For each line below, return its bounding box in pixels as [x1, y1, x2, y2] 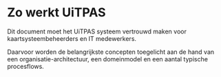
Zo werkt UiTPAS [7, 5, 106, 20]
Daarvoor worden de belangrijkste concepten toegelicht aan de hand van [7, 48, 215, 56]
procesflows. [7, 62, 45, 70]
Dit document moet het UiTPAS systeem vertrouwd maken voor [7, 27, 187, 35]
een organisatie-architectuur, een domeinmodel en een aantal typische [7, 55, 209, 63]
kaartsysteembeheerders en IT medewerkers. [7, 34, 136, 42]
